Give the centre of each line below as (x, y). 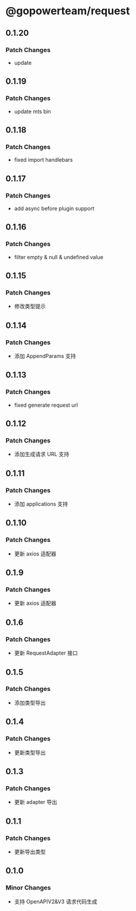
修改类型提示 (30, 306)
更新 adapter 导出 (36, 802)
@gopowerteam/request (68, 11)
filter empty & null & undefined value (58, 257)
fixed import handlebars (43, 160)
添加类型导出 (30, 702)
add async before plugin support (54, 208)
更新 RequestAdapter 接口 (46, 653)
